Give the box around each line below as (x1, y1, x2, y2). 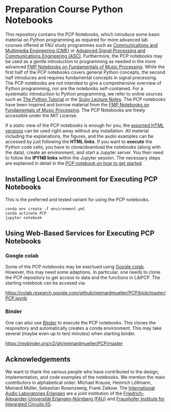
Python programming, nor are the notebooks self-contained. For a (5, 85, 144, 91)
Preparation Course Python (5, 4, 123, 15)
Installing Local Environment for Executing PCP (5, 175, 158, 184)
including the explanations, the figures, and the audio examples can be (5, 133, 154, 139)
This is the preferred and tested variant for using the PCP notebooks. (5, 196, 150, 202)
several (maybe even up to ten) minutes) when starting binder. (5, 330, 136, 337)
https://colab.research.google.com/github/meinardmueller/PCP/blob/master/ (5, 290, 166, 296)
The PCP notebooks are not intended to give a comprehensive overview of (5, 80, 162, 86)
